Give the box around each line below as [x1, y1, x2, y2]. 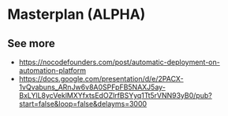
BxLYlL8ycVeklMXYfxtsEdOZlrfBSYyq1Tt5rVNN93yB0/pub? [18, 91, 212, 100]
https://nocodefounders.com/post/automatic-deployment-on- [18, 57, 220, 67]
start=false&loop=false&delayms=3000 [18, 100, 148, 108]
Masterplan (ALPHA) [7, 5, 146, 24]
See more [7, 37, 56, 50]
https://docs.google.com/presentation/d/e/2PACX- [18, 74, 184, 83]
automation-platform [18, 66, 86, 75]
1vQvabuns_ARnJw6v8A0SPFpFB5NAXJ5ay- [18, 82, 166, 92]
